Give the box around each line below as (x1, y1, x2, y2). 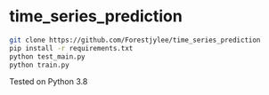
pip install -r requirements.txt (9, 44, 134, 52)
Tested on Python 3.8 (9, 76, 88, 87)
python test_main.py (9, 51, 86, 61)
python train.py (9, 60, 69, 69)
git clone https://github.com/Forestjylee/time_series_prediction (9, 36, 261, 44)
